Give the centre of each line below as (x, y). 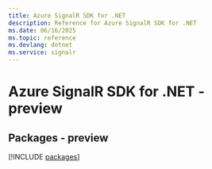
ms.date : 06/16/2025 (42, 30)
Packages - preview (58, 138)
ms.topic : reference (42, 38)
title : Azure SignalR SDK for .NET (67, 15)
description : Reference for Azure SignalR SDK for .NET (102, 23)
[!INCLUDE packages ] (44, 157)
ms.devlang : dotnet (40, 45)
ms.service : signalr (42, 52)
